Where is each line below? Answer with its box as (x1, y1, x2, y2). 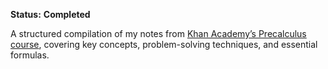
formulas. (10, 49, 50, 61)
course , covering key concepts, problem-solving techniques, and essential (10, 39, 318, 50)
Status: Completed (10, 9, 91, 20)
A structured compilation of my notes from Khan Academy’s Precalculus (10, 28, 307, 39)
